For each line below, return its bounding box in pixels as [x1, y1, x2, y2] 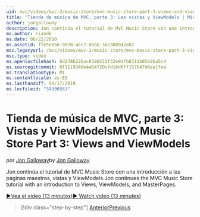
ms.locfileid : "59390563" [6, 86, 70, 92]
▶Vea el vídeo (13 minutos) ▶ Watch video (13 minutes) [6, 192, 142, 199]
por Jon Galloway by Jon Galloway [6, 156, 90, 163]
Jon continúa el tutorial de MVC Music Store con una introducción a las [6, 168, 180, 175]
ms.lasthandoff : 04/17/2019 [6, 81, 76, 87]
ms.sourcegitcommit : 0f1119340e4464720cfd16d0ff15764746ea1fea [6, 64, 167, 70]
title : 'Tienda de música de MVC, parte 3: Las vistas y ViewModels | [6, 14, 185, 20]
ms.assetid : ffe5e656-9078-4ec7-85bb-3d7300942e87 [6, 42, 135, 48]
